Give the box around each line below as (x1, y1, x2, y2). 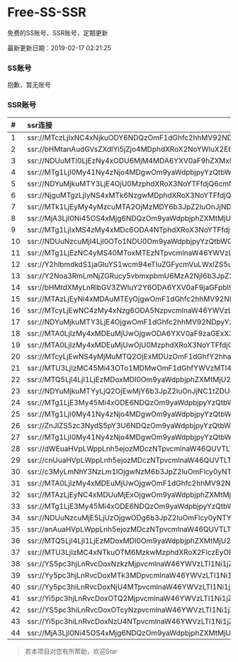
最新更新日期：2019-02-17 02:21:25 (7, 43, 112, 52)
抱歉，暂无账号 (7, 81, 51, 89)
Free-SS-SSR (7, 4, 86, 21)
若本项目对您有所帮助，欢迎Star (24, 646, 118, 656)
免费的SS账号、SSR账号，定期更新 (7, 28, 108, 37)
